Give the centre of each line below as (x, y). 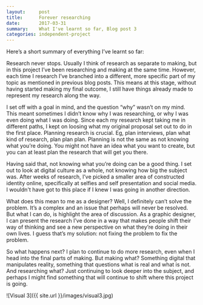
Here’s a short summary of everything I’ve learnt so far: (75, 51)
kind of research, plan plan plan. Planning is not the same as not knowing (98, 139)
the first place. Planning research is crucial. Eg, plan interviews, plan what (98, 133)
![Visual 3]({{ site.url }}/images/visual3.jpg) (60, 296)
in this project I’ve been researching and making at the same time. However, (101, 70)
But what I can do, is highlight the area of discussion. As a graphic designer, (101, 214)
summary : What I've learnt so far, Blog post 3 (72, 29)
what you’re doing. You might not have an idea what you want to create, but (101, 146)
